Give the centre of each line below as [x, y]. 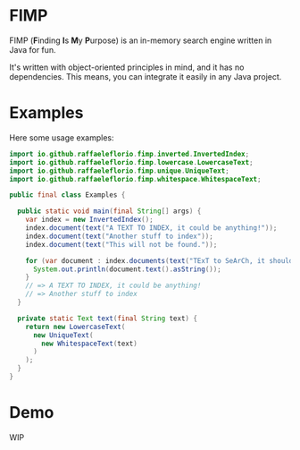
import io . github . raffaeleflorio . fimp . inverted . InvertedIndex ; [129, 154]
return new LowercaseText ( [75, 327]
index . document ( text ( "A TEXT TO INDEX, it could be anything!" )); [151, 228]
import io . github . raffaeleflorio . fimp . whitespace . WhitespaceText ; [135, 179]
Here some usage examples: [62, 137]
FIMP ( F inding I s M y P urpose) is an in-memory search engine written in [141, 40]
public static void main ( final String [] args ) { [109, 211]
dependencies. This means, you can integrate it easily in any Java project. [146, 76]
